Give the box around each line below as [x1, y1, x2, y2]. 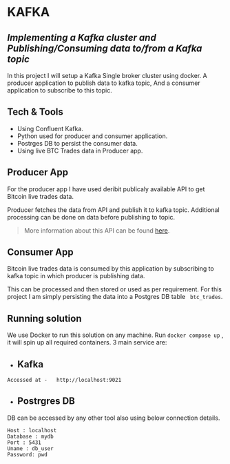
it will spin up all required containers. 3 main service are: [7, 338, 167, 347]
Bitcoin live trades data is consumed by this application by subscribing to [7, 264, 215, 273]
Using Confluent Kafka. [17, 124, 84, 133]
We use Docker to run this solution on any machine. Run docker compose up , [7, 331, 224, 339]
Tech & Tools [7, 106, 63, 118]
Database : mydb [7, 433, 54, 440]
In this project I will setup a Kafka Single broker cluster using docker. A [7, 72, 208, 79]
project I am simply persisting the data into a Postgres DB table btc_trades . [7, 293, 223, 301]
